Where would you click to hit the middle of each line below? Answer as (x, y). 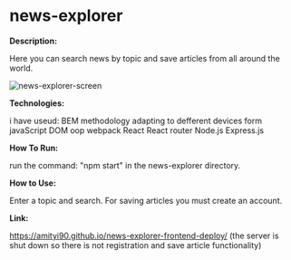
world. (21, 68)
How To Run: (34, 148)
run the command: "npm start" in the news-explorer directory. (125, 165)
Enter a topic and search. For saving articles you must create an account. (146, 200)
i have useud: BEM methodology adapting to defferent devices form (136, 120)
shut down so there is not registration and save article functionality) (136, 245)
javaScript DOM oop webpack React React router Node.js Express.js (137, 130)
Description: (33, 41)
